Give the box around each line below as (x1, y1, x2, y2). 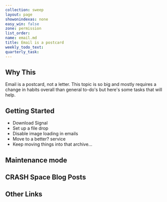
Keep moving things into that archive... (12, 141, 93, 147)
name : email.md (5, 36, 37, 41)
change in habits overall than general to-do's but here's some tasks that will (5, 86, 162, 93)
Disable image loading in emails (12, 131, 78, 137)
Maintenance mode (5, 156, 67, 164)
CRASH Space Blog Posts (5, 173, 87, 181)
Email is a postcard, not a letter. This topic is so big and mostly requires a (5, 81, 157, 87)
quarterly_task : (5, 49, 39, 54)
